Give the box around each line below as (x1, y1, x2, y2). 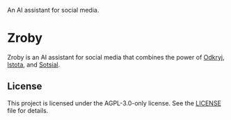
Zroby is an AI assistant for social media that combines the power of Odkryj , (7, 53, 225, 61)
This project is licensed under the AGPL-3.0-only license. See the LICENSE (7, 98, 221, 107)
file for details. (7, 106, 49, 114)
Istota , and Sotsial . (7, 60, 61, 69)
